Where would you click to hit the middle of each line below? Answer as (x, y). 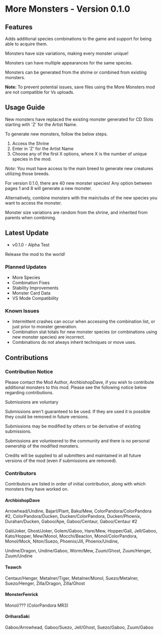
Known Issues (22, 311)
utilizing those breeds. (27, 173)
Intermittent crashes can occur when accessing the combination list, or (83, 321)
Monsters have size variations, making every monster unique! (67, 53)
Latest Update (27, 233)
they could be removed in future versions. (47, 417)
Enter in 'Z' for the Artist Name (43, 148)
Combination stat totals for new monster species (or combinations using (85, 332)
